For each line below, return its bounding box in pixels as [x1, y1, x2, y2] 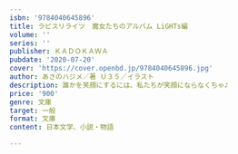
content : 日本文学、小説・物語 [9, 123, 114, 132]
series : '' [9, 38, 51, 48]
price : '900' [9, 89, 59, 98]
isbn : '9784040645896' [9, 13, 95, 23]
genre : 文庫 [9, 97, 52, 107]
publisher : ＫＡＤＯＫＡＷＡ [9, 47, 109, 56]
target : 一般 [9, 106, 56, 115]
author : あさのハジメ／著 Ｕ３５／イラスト [9, 72, 154, 82]
